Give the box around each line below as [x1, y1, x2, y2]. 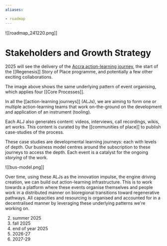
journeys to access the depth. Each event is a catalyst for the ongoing [5, 149, 148, 155]
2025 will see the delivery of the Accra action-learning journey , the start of [5, 63, 158, 69]
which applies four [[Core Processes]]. [5, 89, 84, 95]
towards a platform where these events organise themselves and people [5, 184, 153, 190]
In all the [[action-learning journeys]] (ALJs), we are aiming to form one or [5, 99, 157, 105]
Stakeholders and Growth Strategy [5, 47, 152, 59]
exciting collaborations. [5, 74, 53, 80]
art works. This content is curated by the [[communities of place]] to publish [5, 124, 161, 130]
